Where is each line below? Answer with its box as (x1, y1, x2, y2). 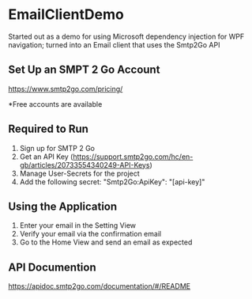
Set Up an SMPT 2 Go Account (8, 63, 160, 77)
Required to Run (8, 123, 89, 136)
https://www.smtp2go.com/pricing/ (8, 84, 123, 93)
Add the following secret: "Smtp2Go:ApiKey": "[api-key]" (19, 176, 205, 187)
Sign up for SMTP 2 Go (19, 143, 95, 153)
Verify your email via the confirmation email (19, 229, 162, 239)
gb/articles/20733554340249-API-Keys (19, 160, 150, 169)
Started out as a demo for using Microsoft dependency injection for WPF (8, 32, 245, 41)
